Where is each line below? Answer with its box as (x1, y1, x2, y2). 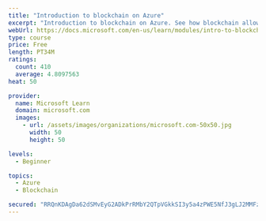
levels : (8, 150, 34, 158)
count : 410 (15, 63, 51, 71)
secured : (8, 200, 37, 209)
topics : (8, 171, 34, 180)
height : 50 (28, 136, 66, 144)
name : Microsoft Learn (15, 99, 90, 107)
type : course (8, 33, 51, 42)
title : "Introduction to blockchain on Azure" (8, 11, 165, 20)
